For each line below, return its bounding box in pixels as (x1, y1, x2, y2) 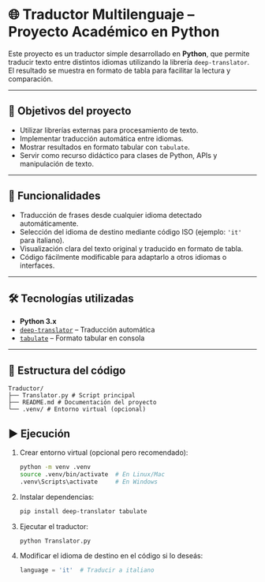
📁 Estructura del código (8, 363, 126, 377)
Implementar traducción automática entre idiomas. (19, 133, 184, 143)
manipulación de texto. (19, 159, 95, 168)
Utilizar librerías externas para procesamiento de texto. (19, 125, 199, 135)
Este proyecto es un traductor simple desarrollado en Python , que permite (8, 49, 250, 58)
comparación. (8, 73, 54, 84)
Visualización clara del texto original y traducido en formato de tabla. (19, 243, 244, 253)
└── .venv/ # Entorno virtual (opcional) (8, 405, 147, 414)
